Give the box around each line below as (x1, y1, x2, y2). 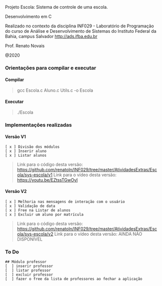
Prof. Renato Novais (5, 43, 45, 48)
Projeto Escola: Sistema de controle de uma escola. (5, 4, 108, 10)
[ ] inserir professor (5, 264, 54, 268)
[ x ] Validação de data (5, 204, 55, 208)
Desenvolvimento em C (5, 14, 52, 19)
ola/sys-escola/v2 (17, 231, 54, 237)
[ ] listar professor (5, 268, 51, 273)
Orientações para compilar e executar (5, 64, 96, 71)
